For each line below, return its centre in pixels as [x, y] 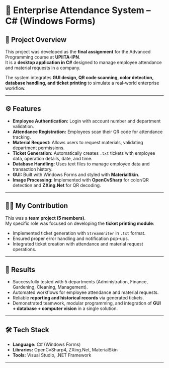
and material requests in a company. [43, 68]
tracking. [22, 137]
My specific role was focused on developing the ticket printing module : [80, 223]
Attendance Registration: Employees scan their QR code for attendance [88, 132]
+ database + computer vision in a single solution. [65, 309]
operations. [24, 249]
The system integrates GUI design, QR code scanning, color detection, [79, 77]
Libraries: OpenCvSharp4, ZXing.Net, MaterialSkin [65, 350]
